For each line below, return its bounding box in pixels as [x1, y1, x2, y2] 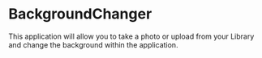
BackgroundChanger [8, 5, 152, 23]
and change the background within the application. [8, 39, 178, 49]
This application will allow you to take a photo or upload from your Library [8, 31, 255, 41]
